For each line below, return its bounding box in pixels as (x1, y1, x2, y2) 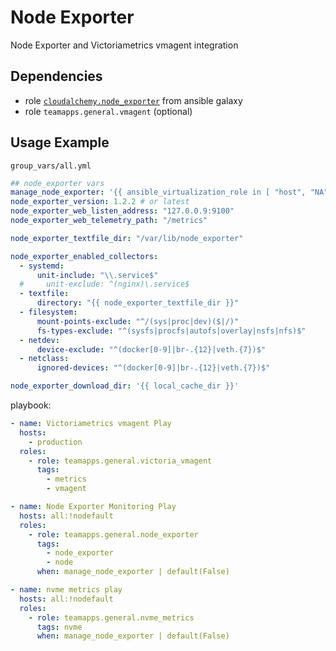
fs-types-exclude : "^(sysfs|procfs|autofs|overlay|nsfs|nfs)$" (36, 326, 307, 336)
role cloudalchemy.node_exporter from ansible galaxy (24, 94, 243, 106)
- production (28, 437, 83, 447)
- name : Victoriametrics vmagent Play (10, 419, 172, 429)
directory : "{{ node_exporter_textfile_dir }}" (36, 298, 240, 308)
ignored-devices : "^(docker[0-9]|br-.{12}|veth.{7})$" (36, 363, 271, 373)
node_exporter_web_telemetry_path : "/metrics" (10, 216, 208, 226)
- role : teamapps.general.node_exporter (28, 529, 199, 540)
